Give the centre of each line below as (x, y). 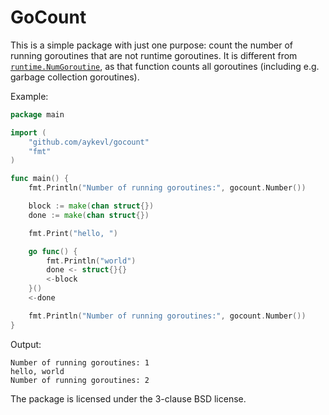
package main (37, 114)
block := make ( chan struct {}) (91, 206)
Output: (26, 344)
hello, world (37, 371)
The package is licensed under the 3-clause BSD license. (128, 398)
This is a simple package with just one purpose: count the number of (152, 45)
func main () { (40, 179)
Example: (29, 96)
